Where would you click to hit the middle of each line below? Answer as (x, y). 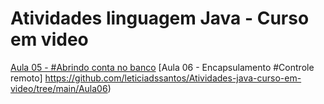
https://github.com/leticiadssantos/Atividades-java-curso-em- (173, 78)
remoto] (26, 78)
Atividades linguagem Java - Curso (160, 18)
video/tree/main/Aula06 (59, 88)
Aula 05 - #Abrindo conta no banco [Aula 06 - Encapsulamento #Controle (162, 67)
